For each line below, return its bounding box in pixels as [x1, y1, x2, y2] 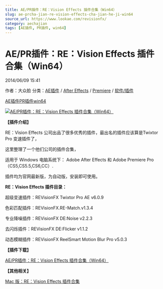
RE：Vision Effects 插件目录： [5, 184, 67, 190]
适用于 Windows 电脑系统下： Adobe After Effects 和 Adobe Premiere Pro [5, 157, 154, 163]
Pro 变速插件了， [5, 136, 39, 142]
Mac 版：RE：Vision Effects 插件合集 [5, 279, 80, 285]
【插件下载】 [5, 247, 31, 253]
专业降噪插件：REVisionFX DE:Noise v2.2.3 [5, 215, 93, 221]
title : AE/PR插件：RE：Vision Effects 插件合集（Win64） [5, 7, 117, 12]
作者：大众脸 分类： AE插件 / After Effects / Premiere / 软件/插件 [5, 87, 134, 94]
